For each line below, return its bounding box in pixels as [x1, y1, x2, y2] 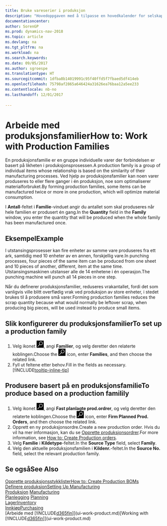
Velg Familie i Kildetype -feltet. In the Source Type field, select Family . [12, 440, 157, 446]
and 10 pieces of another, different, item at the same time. [5, 263, 123, 269]
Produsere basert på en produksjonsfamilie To [5, 381, 150, 390]
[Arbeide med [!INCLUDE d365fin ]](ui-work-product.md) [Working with [5, 510, 149, 516]
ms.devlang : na [5, 40, 37, 45]
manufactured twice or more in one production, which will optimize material [5, 189, 160, 195]
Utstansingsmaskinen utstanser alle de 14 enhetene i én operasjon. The [5, 269, 150, 275]
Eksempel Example [5, 234, 64, 243]
